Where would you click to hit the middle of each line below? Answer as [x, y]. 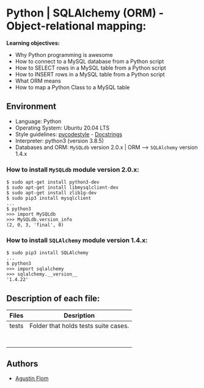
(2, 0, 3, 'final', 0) [35, 225]
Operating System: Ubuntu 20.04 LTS [62, 128]
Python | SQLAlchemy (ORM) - [85, 13]
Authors [22, 364]
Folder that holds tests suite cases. [79, 326]
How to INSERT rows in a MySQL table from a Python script [90, 74]
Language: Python [38, 121]
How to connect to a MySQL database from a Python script [89, 61]
